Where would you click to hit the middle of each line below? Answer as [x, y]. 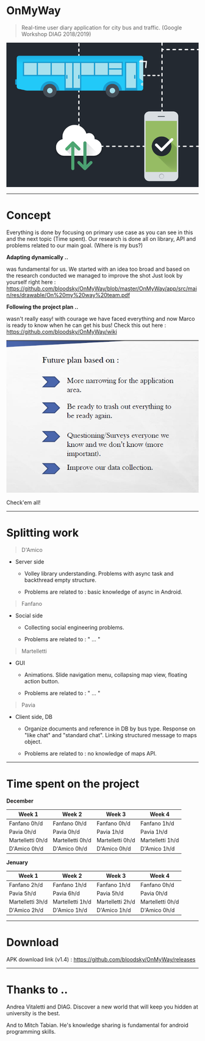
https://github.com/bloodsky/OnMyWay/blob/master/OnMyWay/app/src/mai [102, 289]
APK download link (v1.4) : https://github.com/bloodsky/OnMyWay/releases [101, 959]
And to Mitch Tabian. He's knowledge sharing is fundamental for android [98, 1025]
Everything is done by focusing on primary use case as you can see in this [100, 232]
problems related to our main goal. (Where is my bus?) [75, 245]
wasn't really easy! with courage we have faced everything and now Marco [101, 318]
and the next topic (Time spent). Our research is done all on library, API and [101, 238]
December [20, 801]
